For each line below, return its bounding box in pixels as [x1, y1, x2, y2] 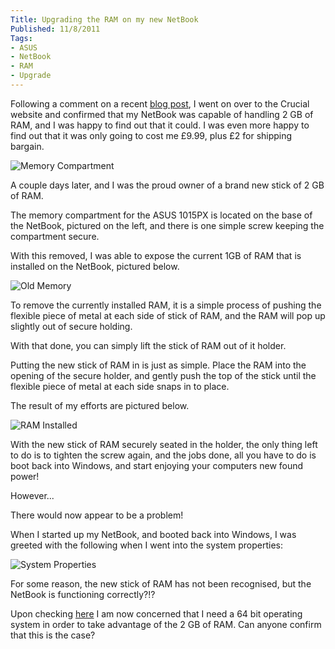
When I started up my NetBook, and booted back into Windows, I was [10, 528, 297, 540]
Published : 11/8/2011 [10, 24, 101, 34]
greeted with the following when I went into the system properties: [10, 539, 283, 551]
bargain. [10, 140, 45, 152]
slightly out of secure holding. [10, 320, 133, 332]
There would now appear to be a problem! [10, 509, 184, 521]
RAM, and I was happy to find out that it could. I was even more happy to [10, 119, 310, 131]
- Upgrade [10, 71, 52, 81]
